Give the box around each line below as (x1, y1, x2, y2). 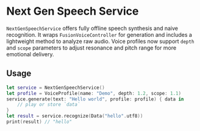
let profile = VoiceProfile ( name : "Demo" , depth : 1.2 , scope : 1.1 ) (6, 90, 182, 96)
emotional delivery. (6, 50, 54, 58)
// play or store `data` (17, 102, 80, 108)
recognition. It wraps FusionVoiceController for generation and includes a (6, 31, 192, 38)
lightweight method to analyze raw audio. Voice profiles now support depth (6, 37, 195, 45)
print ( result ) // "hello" (6, 119, 72, 125)
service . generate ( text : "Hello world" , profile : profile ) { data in (6, 96, 184, 102)
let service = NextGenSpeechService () (6, 84, 105, 91)
